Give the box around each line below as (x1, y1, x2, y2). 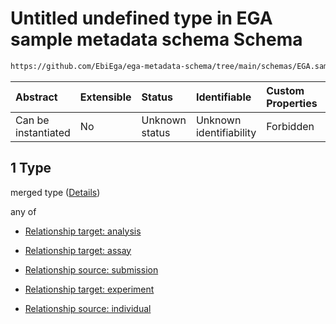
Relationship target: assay (24, 244, 132, 256)
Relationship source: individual (24, 302, 152, 314)
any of (10, 205, 37, 217)
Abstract (15, 90, 58, 104)
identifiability (195, 125, 257, 139)
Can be (15, 113, 50, 127)
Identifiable (195, 90, 252, 104)
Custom (266, 83, 305, 97)
